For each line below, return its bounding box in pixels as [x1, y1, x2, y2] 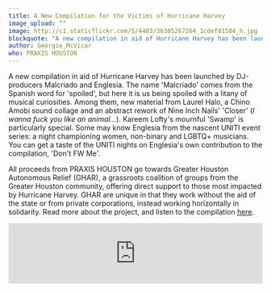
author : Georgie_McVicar [8, 42, 92, 50]
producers [8, 80, 43, 90]
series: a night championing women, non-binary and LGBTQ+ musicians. [8, 131, 249, 141]
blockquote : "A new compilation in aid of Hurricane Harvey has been [8, 34, 248, 43]
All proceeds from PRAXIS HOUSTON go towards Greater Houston [8, 165, 229, 173]
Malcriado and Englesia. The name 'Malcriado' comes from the [44, 80, 253, 90]
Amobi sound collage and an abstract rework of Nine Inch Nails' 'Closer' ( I [8, 106, 256, 115]
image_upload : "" [8, 19, 67, 27]
